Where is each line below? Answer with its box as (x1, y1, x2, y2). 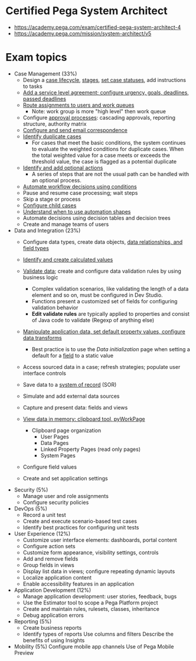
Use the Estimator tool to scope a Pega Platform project (22, 599, 158, 606)
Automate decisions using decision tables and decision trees (22, 214, 171, 221)
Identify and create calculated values (22, 256, 113, 263)
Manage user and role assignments (22, 492, 109, 499)
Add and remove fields (22, 555, 79, 562)
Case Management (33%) (14, 70, 77, 77)
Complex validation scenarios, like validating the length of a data (31, 285, 189, 292)
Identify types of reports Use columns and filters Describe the (22, 630, 174, 637)
